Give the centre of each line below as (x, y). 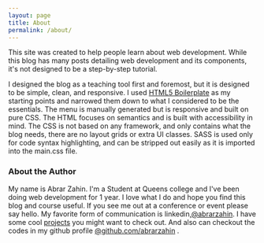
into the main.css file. (43, 151)
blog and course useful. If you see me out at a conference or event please (128, 205)
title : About (30, 23)
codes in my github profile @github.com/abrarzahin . (94, 230)
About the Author (42, 171)
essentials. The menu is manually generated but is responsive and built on (128, 109)
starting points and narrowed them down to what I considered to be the (124, 101)
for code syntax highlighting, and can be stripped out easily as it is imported (132, 143)
